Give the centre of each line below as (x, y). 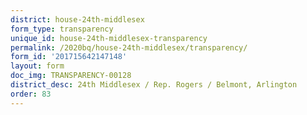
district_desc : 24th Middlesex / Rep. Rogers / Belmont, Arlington (154, 85)
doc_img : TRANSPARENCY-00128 (71, 76)
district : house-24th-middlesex (77, 19)
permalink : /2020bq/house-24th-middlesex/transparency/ (129, 47)
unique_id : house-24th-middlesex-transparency (109, 38)
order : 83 (31, 94)
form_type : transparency (62, 29)
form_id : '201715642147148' (69, 57)
